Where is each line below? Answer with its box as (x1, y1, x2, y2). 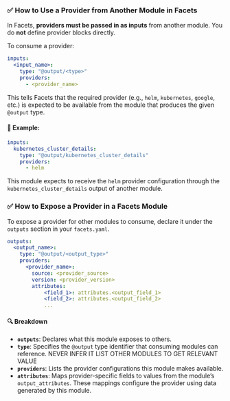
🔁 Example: (7, 123, 40, 132)
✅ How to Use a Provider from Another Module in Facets (7, 6, 198, 15)
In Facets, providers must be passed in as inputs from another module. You (7, 21, 223, 30)
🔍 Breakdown (7, 317, 48, 325)
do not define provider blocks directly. (7, 28, 115, 37)
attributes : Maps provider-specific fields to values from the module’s (16, 371, 215, 380)
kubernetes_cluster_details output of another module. (7, 185, 163, 193)
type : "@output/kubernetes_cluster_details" (19, 152, 149, 158)
